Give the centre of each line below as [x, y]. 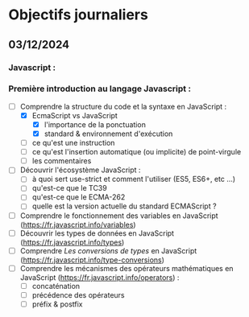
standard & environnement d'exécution [108, 134]
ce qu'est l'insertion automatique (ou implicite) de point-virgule [137, 152]
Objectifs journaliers [79, 15]
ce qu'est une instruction [73, 143]
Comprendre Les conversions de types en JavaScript [108, 250]
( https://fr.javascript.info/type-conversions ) [92, 260]
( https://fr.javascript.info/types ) [72, 242]
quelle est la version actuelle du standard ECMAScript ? [124, 206]
